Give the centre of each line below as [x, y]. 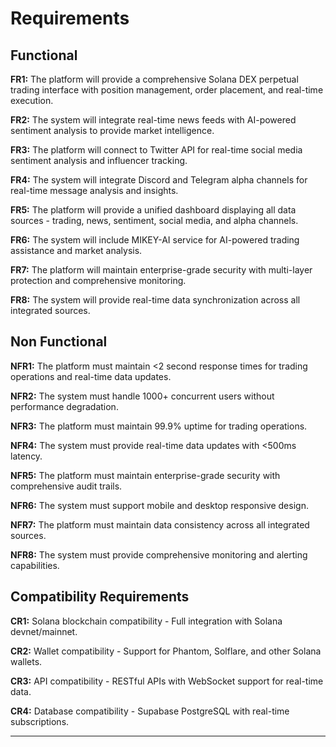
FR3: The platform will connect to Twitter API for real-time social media [156, 150]
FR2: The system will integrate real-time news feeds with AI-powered [153, 120]
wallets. [26, 661]
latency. [26, 456]
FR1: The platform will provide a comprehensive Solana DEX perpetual [154, 79]
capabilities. [35, 565]
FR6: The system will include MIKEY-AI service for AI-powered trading [155, 240]
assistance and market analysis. [76, 250]
